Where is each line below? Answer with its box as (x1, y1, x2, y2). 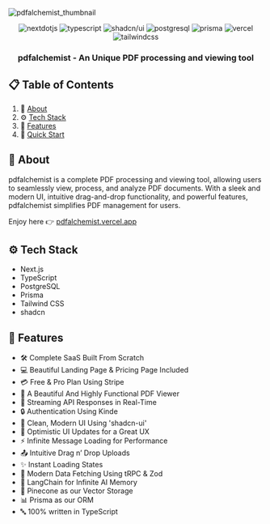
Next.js (19, 264, 44, 275)
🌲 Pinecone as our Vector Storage (19, 486, 133, 496)
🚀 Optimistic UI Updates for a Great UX (19, 427, 150, 437)
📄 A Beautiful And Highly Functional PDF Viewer (19, 389, 180, 398)
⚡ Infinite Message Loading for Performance (19, 436, 168, 445)
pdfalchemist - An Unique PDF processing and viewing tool (17, 52, 255, 63)
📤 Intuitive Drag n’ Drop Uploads (19, 448, 131, 458)
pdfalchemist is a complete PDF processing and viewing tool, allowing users (8, 174, 262, 184)
